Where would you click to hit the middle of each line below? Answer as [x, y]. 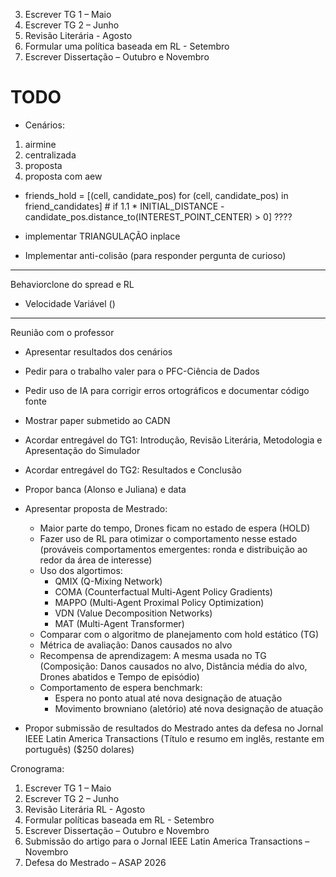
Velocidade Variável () [70, 303]
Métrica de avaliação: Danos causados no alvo [136, 645]
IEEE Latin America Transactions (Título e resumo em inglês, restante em [174, 738]
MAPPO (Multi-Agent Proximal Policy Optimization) [159, 602]
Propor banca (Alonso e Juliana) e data [105, 489]
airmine [40, 144]
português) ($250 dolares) [79, 749]
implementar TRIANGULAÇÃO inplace [102, 236]
